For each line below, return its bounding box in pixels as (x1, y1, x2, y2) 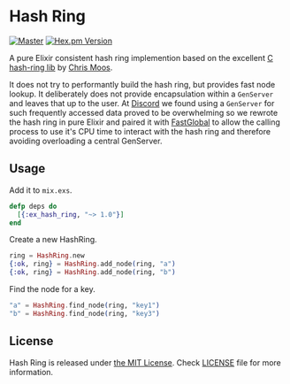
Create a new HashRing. (9, 234, 97, 245)
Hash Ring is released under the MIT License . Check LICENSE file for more (9, 357, 281, 368)
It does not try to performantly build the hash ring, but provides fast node (9, 79, 276, 89)
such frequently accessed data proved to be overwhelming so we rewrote (9, 107, 279, 118)
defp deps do (9, 202, 57, 211)
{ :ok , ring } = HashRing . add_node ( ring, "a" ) (9, 259, 176, 269)
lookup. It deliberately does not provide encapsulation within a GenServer (9, 88, 274, 99)
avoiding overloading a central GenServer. (9, 135, 163, 146)
